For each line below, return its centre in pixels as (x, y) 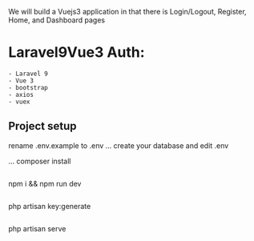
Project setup (43, 126)
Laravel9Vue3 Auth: (77, 52)
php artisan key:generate (50, 206)
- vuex (19, 102)
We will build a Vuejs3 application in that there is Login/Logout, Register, (127, 12)
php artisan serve (37, 228)
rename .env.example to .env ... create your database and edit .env (119, 145)
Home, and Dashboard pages (57, 20)
